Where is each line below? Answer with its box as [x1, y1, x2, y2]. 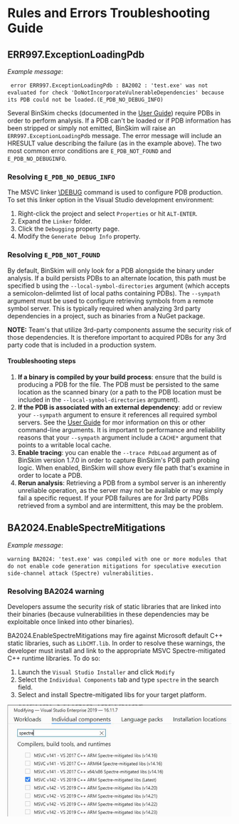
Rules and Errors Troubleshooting [7, 5, 211, 21]
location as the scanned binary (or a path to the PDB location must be [17, 387, 222, 396]
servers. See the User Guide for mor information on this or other [17, 418, 206, 427]
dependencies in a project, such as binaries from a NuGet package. [7, 311, 206, 320]
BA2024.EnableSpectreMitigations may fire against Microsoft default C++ [7, 631, 223, 640]
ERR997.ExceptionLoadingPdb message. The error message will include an [7, 132, 222, 140]
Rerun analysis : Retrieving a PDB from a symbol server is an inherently [17, 479, 226, 487]
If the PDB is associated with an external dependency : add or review [17, 402, 223, 411]
